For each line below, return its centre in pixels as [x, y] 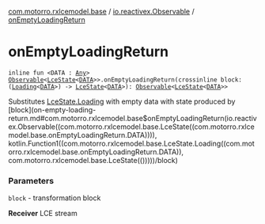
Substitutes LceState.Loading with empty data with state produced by [122, 101]
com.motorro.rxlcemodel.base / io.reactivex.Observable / [102, 11]
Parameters [31, 180]
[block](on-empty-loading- [52, 109]
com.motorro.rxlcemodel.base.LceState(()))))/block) [93, 160]
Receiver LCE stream [43, 214]
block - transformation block [55, 198]
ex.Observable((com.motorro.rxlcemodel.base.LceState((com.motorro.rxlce [131, 127]
